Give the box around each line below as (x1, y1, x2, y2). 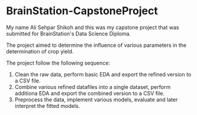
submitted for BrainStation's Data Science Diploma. (6, 30, 131, 37)
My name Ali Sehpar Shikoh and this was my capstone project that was (6, 24, 179, 31)
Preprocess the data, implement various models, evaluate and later (14, 96, 178, 103)
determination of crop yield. (6, 47, 74, 55)
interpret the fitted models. (14, 102, 80, 109)
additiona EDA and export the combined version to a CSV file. (14, 90, 164, 97)
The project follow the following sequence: (6, 59, 111, 66)
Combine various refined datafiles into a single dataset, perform (14, 83, 171, 90)
